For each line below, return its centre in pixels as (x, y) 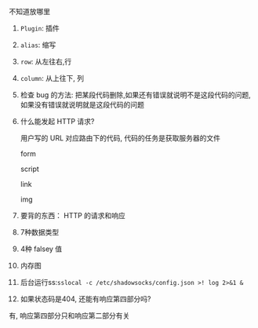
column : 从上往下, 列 (52, 78)
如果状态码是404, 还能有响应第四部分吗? (85, 299)
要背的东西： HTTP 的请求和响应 (73, 215)
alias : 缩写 (38, 45)
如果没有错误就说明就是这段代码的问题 (82, 105)
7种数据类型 (40, 232)
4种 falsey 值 (41, 249)
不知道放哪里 (29, 11)
